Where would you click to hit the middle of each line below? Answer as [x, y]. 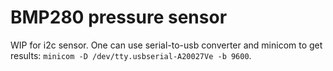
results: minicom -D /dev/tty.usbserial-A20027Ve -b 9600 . [131, 55]
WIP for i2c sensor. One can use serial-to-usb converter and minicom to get [166, 45]
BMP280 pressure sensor [119, 17]
